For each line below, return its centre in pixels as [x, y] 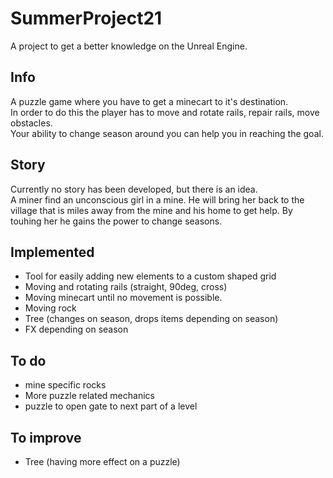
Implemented [52, 252]
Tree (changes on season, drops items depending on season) [151, 319]
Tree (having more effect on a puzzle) [102, 461]
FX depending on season [76, 329]
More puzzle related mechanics [89, 396]
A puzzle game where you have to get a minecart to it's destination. [149, 101]
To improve [46, 437]
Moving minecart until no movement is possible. [123, 298]
